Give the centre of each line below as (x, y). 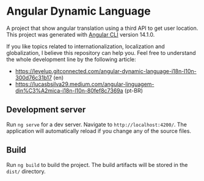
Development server (46, 110)
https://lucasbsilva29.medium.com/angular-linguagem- (85, 84)
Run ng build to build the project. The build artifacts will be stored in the (97, 165)
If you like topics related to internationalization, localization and (86, 46)
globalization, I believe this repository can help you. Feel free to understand (101, 52)
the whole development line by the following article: (71, 59)
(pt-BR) (134, 90)
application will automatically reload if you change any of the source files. (99, 131)
